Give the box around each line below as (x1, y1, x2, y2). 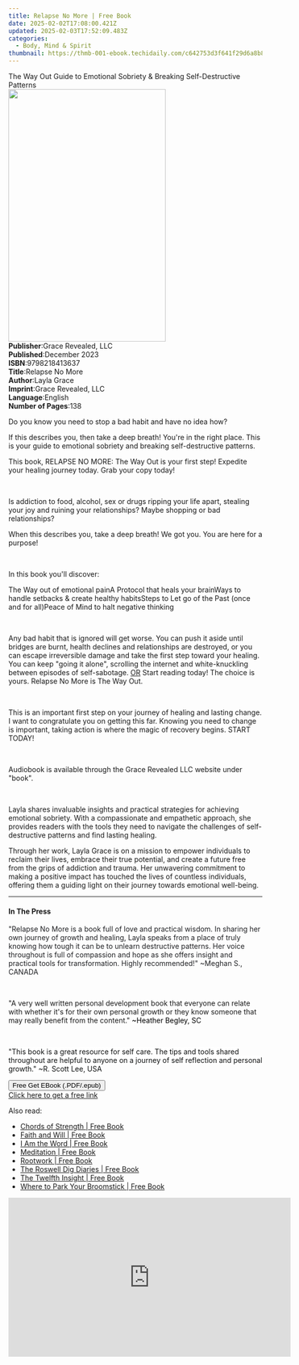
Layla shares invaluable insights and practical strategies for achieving (8, 804, 239, 814)
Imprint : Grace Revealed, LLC (8, 384, 105, 393)
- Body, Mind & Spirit (15, 42, 92, 50)
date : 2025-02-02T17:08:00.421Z (8, 19, 117, 27)
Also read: (8, 1106, 43, 1115)
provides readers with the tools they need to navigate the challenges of (8, 821, 245, 831)
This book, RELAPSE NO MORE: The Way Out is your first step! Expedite (8, 457, 247, 466)
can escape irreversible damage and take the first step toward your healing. (8, 651, 260, 660)
